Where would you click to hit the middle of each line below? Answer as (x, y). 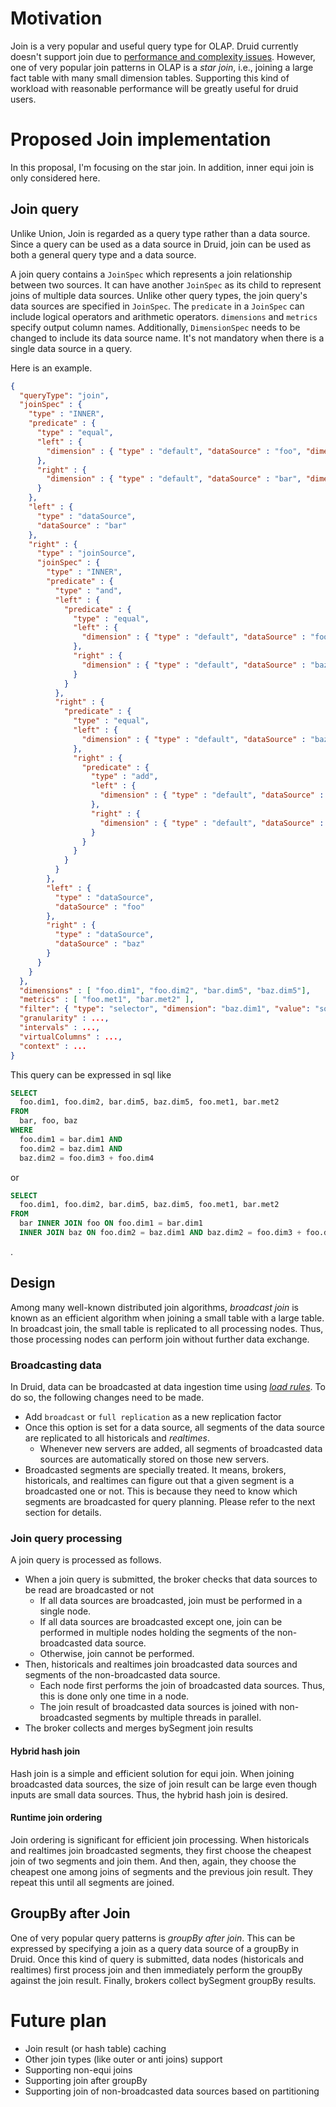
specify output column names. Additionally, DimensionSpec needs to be (155, 327)
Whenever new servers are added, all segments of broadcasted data (181, 1449)
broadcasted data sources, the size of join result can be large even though (163, 1784)
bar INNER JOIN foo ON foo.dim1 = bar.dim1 (111, 1223)
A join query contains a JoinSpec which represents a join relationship (151, 274)
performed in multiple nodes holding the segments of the (157, 1633)
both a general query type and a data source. (103, 254)
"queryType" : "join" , (64, 395)
